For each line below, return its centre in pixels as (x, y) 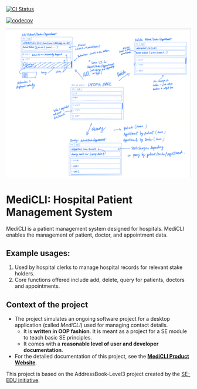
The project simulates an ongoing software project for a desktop (92, 319)
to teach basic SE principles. (58, 338)
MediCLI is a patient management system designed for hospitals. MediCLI (95, 228)
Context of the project (47, 305)
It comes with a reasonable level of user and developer (91, 344)
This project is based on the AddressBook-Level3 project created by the (93, 374)
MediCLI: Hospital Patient (69, 200)
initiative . (29, 380)
